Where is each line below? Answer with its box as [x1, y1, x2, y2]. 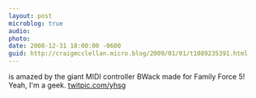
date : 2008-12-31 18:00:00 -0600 [8, 42, 122, 50]
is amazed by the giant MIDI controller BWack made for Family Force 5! [8, 72, 245, 81]
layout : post [8, 11, 53, 20]
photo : [8, 34, 31, 43]
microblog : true [8, 19, 63, 28]
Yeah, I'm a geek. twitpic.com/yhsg [8, 80, 126, 90]
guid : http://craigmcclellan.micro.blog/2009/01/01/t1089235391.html [8, 49, 249, 58]
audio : [8, 27, 31, 35]
